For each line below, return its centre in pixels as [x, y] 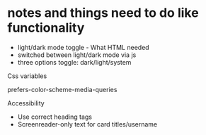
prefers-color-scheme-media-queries [62, 89]
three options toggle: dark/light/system [74, 62]
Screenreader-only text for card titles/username [87, 124]
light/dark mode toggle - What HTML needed [84, 47]
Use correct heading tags [55, 117]
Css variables [27, 76]
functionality [46, 28]
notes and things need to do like [103, 13]
